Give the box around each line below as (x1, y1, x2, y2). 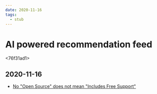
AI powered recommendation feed (5, 38, 152, 50)
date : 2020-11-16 (5, 7, 42, 13)
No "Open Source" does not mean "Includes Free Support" (12, 83, 136, 89)
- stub (10, 17, 24, 22)
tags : (5, 12, 17, 17)
